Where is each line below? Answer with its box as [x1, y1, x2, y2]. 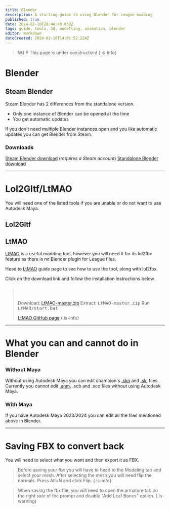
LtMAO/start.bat [17, 305, 58, 311]
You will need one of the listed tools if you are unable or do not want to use [5, 200, 161, 206]
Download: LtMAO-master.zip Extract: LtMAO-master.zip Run [17, 300, 150, 306]
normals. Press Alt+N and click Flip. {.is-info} [17, 478, 112, 484]
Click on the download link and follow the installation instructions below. [5, 276, 155, 282]
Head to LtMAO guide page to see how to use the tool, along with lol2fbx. [5, 266, 158, 272]
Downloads [5, 144, 34, 151]
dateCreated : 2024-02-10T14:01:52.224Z [5, 36, 90, 41]
